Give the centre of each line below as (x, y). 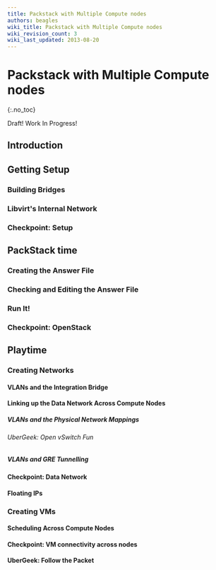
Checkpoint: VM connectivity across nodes (72, 544)
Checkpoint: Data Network (47, 477)
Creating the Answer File (51, 271)
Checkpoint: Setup (40, 227)
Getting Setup (38, 169)
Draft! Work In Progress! (42, 124)
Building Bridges (36, 189)
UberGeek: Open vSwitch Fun (50, 437)
